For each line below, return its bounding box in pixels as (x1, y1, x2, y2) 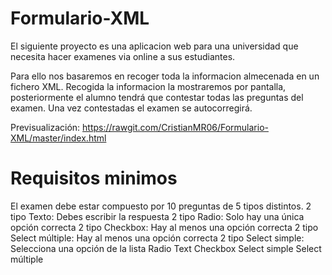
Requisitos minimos (10, 167, 178, 190)
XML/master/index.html (10, 132, 107, 144)
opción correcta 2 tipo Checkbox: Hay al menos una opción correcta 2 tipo (10, 221, 319, 233)
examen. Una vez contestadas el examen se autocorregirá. (10, 102, 253, 114)
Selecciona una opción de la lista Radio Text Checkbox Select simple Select (10, 242, 322, 254)
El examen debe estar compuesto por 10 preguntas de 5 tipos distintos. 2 (10, 200, 312, 212)
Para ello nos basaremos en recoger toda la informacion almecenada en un (10, 70, 320, 82)
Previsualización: (10, 121, 81, 133)
